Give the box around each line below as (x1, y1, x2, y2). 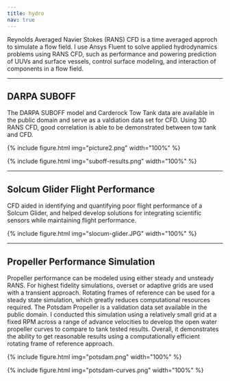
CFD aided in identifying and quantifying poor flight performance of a (7, 201, 203, 210)
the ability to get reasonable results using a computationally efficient (7, 332, 201, 340)
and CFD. (7, 131, 34, 139)
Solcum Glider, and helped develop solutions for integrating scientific (7, 209, 202, 217)
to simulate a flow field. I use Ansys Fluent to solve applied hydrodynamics (7, 42, 218, 51)
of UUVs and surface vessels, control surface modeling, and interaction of (7, 57, 217, 65)
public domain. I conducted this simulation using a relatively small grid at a (7, 310, 217, 319)
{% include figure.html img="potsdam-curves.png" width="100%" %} (7, 366, 204, 374)
